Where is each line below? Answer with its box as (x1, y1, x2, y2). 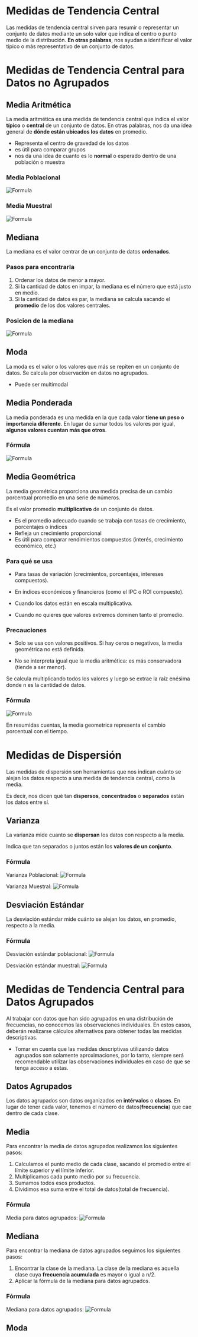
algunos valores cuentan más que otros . (6, 426, 107, 433)
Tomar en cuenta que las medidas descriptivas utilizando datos (14, 1045, 169, 1052)
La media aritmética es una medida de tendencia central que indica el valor (6, 115, 189, 122)
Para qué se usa (6, 557, 53, 565)
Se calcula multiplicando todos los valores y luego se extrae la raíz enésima (6, 675, 190, 682)
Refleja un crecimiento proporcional (14, 530, 102, 537)
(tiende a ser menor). (14, 664, 67, 671)
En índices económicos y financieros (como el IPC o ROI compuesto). (14, 588, 184, 595)
